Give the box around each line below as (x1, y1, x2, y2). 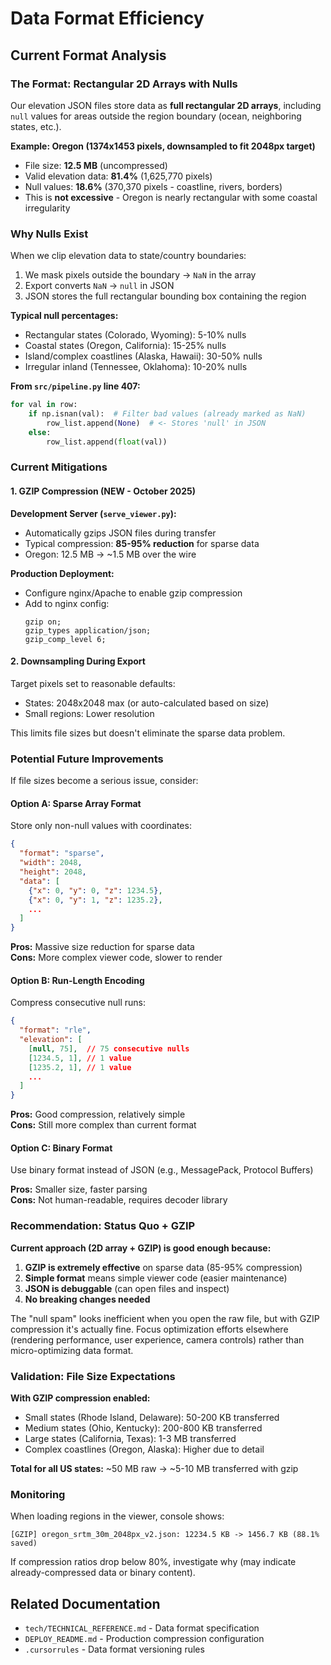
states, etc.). (10, 120, 62, 132)
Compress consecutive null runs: (10, 997, 147, 1009)
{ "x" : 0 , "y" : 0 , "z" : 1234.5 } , (28, 885, 163, 896)
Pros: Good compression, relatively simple (10, 1108, 186, 1121)
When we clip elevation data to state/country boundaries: (10, 250, 247, 262)
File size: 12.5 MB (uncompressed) (24, 159, 168, 171)
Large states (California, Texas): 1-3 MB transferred (24, 1433, 237, 1444)
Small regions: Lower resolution (24, 707, 155, 719)
